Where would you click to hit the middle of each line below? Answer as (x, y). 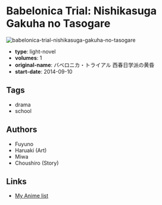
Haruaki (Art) (31, 150)
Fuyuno (24, 144)
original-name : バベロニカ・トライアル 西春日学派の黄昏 (85, 65)
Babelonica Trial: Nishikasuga (81, 11)
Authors (22, 130)
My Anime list (32, 196)
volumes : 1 (28, 58)
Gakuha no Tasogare (58, 23)
